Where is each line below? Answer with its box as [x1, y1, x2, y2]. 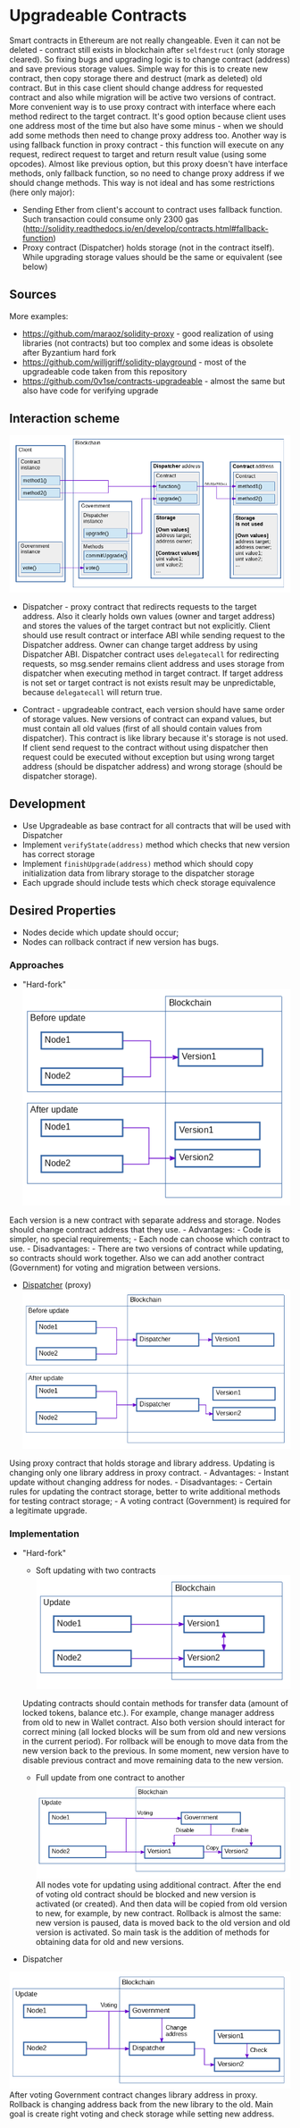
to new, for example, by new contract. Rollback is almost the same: [35, 1907, 282, 1918]
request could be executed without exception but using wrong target [21, 752, 275, 762]
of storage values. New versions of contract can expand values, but [21, 714, 272, 725]
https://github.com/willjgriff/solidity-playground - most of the [21, 357, 247, 367]
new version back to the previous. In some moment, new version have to [21, 1745, 289, 1756]
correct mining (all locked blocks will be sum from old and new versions [21, 1726, 287, 1737]
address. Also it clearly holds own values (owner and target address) [21, 611, 276, 622]
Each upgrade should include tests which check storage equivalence [21, 877, 277, 887]
